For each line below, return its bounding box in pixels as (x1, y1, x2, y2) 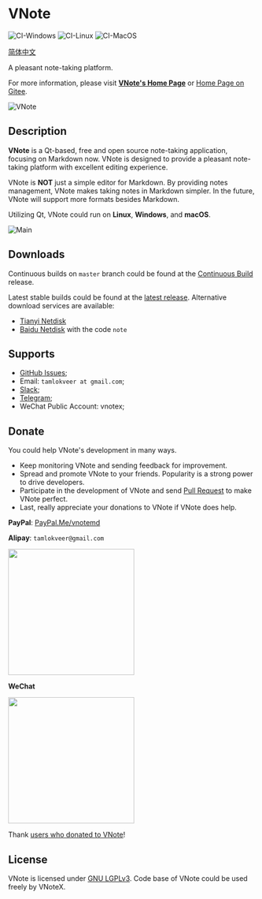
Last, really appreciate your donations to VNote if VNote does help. (19, 502, 238, 513)
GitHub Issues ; (19, 368, 68, 378)
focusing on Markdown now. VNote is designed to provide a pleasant (8, 154, 232, 163)
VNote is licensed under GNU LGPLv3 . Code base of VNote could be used (8, 874, 248, 883)
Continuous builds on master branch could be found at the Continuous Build (8, 269, 253, 278)
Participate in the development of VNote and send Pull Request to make (19, 486, 252, 495)
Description (8, 125, 67, 138)
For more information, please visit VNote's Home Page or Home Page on (8, 78, 245, 88)
